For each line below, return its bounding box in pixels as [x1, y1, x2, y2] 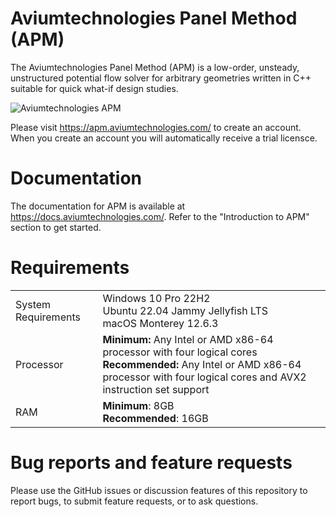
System [15, 297, 52, 311]
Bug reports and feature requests [10, 452, 293, 474]
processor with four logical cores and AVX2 [102, 370, 307, 384]
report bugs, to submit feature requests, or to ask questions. [10, 495, 259, 507]
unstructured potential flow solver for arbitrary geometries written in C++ [10, 72, 312, 84]
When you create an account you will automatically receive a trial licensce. [10, 132, 318, 144]
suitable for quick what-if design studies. [10, 82, 179, 94]
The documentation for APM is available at [10, 200, 186, 212]
